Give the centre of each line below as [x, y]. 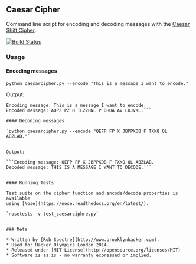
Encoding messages [32, 71]
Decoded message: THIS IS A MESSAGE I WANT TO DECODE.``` [79, 167]
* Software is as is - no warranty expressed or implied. [79, 255]
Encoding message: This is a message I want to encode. [76, 105]
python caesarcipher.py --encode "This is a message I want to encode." [97, 83]
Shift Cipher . [21, 30]
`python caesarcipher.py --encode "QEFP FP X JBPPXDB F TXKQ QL [87, 131]
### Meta [17, 229]
